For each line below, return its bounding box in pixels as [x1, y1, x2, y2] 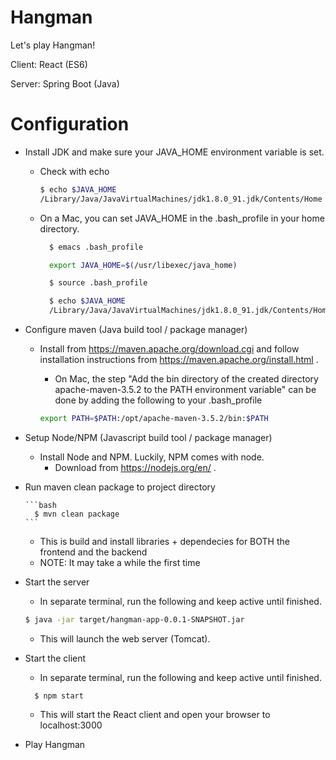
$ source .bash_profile [48, 278, 148, 288]
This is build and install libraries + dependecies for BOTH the [39, 535, 290, 547]
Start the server [24, 576, 90, 588]
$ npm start [34, 691, 84, 701]
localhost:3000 [39, 719, 103, 731]
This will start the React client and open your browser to [39, 708, 271, 720]
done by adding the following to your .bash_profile [54, 394, 263, 406]
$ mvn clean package [34, 509, 120, 519]
